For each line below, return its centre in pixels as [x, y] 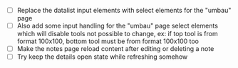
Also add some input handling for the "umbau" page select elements [118, 26]
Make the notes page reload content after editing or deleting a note [115, 49]
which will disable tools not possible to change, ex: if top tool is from [117, 34]
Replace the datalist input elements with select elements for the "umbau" [124, 10]
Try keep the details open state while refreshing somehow [102, 57]
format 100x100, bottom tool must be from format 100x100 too [108, 41]
